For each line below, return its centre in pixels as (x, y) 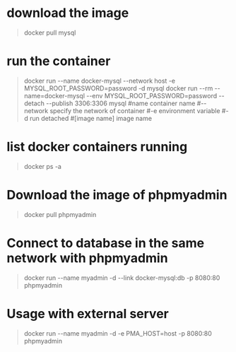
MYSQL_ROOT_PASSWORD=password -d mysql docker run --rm (118, 88)
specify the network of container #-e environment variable (135, 110)
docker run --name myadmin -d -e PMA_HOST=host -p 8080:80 (118, 333)
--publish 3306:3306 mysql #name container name (121, 103)
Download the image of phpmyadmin (117, 195)
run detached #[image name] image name (91, 118)
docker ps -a (42, 166)
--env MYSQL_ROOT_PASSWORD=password (152, 95)
